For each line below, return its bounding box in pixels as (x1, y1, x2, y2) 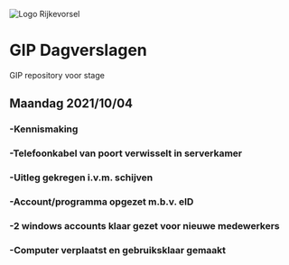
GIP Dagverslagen (9, 41, 147, 60)
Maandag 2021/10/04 (9, 96, 134, 112)
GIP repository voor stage (9, 69, 106, 80)
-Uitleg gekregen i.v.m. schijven (9, 171, 154, 184)
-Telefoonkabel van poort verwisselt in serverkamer (9, 147, 242, 160)
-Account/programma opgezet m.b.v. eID (9, 196, 194, 208)
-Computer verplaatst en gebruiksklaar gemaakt (9, 243, 227, 256)
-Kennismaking (9, 123, 79, 135)
